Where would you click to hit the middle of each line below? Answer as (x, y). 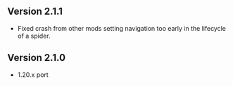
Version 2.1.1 (35, 12)
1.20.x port (33, 74)
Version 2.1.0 (36, 58)
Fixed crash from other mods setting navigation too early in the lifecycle (122, 28)
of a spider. (34, 36)
